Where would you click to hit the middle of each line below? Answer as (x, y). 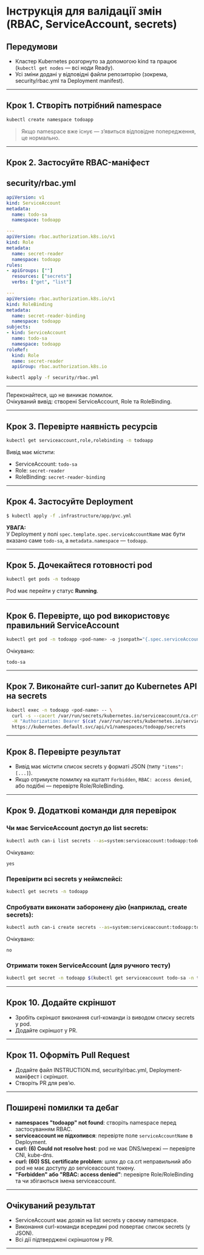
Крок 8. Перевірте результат (64, 752)
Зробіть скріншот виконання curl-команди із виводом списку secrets (105, 1017)
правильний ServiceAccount (63, 625)
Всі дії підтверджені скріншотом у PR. (64, 1240)
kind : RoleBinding (29, 304)
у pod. (23, 1024)
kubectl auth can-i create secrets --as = (59, 928)
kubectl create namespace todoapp (50, 119)
